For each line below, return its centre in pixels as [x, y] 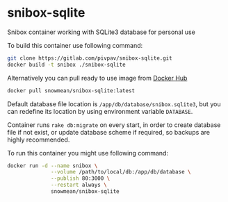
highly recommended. [39, 140]
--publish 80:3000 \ [81, 178]
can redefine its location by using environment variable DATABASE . [100, 111]
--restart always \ [79, 185]
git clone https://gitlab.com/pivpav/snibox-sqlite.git [90, 58]
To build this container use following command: [75, 45]
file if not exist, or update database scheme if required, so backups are [109, 132]
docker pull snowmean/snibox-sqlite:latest [71, 91]
